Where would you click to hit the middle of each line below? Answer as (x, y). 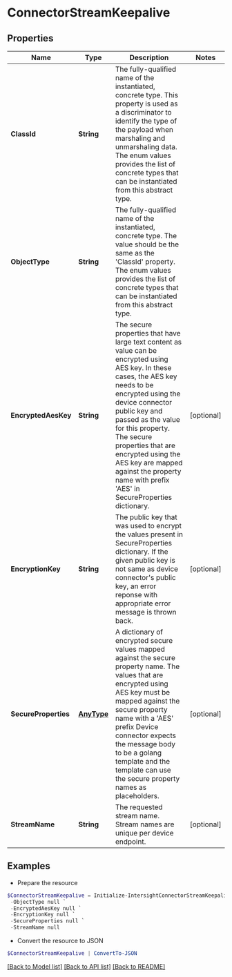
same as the (135, 253)
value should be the (147, 244)
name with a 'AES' (144, 718)
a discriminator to (143, 112)
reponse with (136, 595)
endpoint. (130, 842)
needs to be (134, 385)
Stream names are (145, 824)
